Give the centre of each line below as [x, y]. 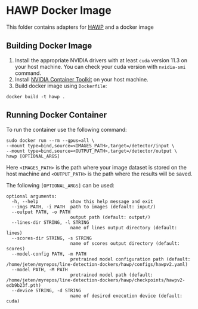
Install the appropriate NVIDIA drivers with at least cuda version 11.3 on [101, 60]
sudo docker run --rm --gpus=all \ [50, 140]
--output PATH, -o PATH [41, 212]
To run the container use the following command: [66, 129]
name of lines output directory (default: [124, 228]
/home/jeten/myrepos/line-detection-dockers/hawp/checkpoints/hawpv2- [96, 280]
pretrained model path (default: [112, 275]
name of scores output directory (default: [125, 243]
